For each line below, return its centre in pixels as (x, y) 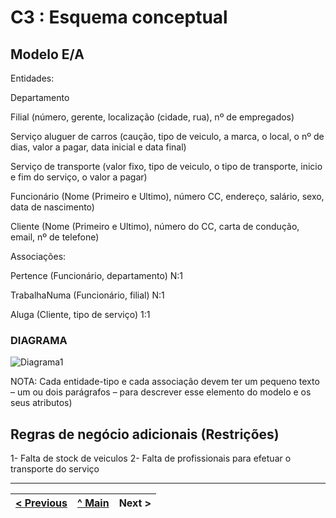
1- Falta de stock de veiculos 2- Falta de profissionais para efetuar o (151, 458)
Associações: (38, 256)
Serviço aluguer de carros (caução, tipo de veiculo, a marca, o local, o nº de (167, 136)
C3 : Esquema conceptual (119, 17)
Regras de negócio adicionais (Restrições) (145, 434)
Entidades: (32, 78)
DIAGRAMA (39, 340)
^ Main (93, 503)
